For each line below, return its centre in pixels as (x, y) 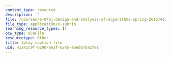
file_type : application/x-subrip (41, 24)
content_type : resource (31, 10)
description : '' (22, 15)
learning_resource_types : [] (36, 29)
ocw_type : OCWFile (25, 33)
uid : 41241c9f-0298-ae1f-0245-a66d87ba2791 (52, 47)
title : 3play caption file (34, 43)
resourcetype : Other (27, 38)
